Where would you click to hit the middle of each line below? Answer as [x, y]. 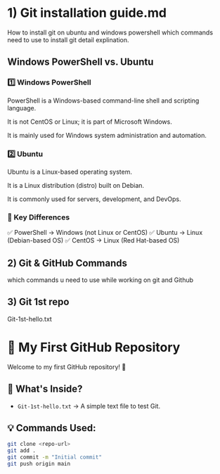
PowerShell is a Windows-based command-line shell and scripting [103, 101]
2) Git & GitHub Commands [67, 263]
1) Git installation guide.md [87, 13]
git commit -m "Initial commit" [54, 457]
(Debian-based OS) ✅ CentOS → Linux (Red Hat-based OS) [93, 241]
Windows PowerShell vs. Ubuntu [80, 62]
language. [22, 108]
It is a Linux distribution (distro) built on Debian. [76, 185]
